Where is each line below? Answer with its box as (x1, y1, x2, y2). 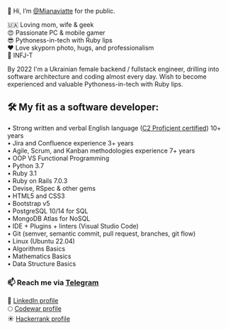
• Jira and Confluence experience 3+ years (7, 138, 134, 147)
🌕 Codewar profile (7, 304, 62, 313)
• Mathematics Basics (7, 252, 72, 260)
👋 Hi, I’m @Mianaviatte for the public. (7, 7, 115, 15)
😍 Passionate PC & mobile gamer (7, 28, 106, 37)
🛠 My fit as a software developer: (7, 101, 159, 114)
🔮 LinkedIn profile (7, 297, 59, 305)
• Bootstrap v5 (7, 199, 50, 207)
